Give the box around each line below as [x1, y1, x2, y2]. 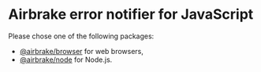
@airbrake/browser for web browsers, [19, 46, 144, 56]
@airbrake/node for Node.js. [19, 55, 113, 64]
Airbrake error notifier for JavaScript [8, 5, 254, 23]
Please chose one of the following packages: [8, 31, 155, 41]
